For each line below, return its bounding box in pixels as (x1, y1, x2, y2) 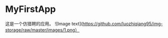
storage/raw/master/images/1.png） (5, 26, 80, 33)
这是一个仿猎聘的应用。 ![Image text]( (5, 20, 83, 26)
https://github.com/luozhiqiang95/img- (82, 20, 163, 26)
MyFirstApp (5, 3, 56, 15)
